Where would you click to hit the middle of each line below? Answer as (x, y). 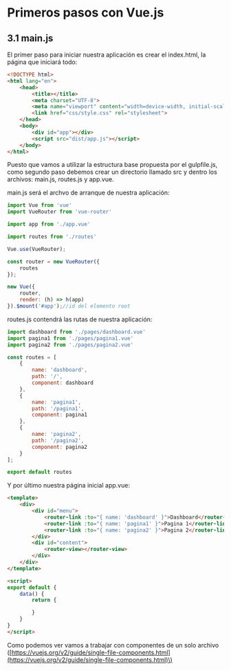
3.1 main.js (30, 38)
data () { (32, 594)
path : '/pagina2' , (58, 440)
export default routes (40, 472)
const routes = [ (32, 357)
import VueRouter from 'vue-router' (59, 212)
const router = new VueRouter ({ (53, 261)
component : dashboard (63, 383)
